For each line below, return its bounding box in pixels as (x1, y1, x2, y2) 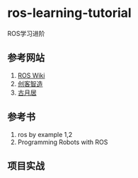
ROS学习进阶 (7, 29, 45, 37)
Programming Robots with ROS (17, 138, 108, 146)
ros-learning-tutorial (7, 5, 132, 21)
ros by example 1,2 (17, 130, 73, 138)
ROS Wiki (17, 71, 45, 79)
